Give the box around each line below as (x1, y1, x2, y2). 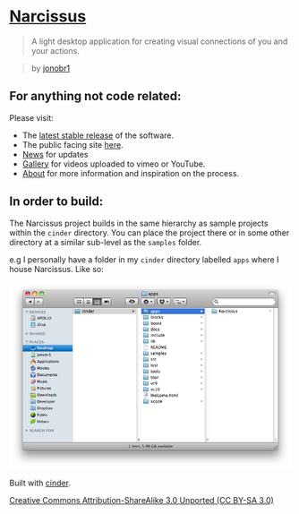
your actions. (30, 45, 81, 56)
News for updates (21, 149, 89, 159)
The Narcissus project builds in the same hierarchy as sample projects (9, 218, 269, 228)
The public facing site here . (21, 139, 124, 150)
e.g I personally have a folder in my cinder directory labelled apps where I (9, 253, 279, 265)
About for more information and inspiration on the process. (21, 167, 240, 178)
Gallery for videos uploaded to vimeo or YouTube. (21, 158, 206, 169)
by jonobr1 (30, 63, 70, 73)
